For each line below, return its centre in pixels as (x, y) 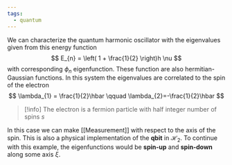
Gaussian (20, 78)
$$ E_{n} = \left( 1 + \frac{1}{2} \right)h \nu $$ (116, 58)
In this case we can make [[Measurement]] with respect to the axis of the (111, 130)
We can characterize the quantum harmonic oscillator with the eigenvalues (114, 40)
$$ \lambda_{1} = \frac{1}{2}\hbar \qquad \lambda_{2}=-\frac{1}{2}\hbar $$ (116, 96)
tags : (15, 14)
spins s (34, 117)
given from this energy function (52, 47)
